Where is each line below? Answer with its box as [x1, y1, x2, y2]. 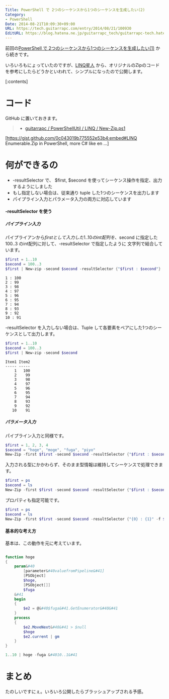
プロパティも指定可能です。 [5, 497, 62, 503]
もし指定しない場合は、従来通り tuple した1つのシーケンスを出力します [12, 190, 159, 196]
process [14, 616, 30, 621]
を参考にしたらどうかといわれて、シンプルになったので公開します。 [5, 68, 145, 74]
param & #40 [14, 564, 35, 569]
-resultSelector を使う [5, 208, 52, 214]
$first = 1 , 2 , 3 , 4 [5, 443, 49, 448]
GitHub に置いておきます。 [5, 115, 60, 121]
